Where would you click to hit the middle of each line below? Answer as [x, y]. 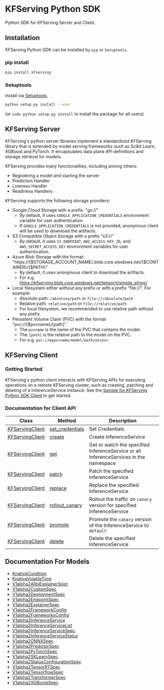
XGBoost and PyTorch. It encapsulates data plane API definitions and [74, 151]
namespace [102, 463]
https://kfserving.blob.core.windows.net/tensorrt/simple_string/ [83, 282]
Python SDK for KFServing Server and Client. [50, 22]
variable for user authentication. [51, 220]
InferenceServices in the [117, 457]
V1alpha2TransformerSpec [39, 677]
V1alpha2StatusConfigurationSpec [47, 662]
